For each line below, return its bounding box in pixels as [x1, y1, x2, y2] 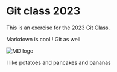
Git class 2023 [6, 4, 81, 18]
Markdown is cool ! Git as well [6, 35, 81, 43]
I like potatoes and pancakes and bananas [6, 59, 111, 66]
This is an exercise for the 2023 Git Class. [6, 24, 110, 31]
